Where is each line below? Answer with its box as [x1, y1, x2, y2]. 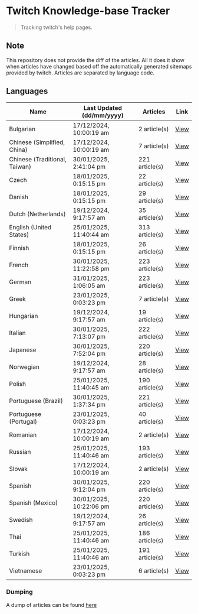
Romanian [9, 430, 37, 438]
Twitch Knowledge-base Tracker [6, 4, 170, 18]
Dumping [6, 588, 34, 596]
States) [9, 230, 29, 239]
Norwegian [9, 362, 40, 371]
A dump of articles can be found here [6, 601, 97, 608]
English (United [9, 223, 52, 231]
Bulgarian [9, 125, 36, 133]
